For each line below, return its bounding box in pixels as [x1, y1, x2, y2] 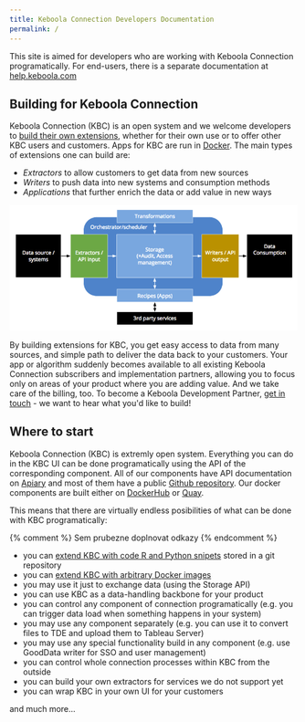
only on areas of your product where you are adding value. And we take [9, 378, 279, 389]
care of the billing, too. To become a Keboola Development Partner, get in [9, 388, 286, 399]
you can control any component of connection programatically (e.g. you [22, 598, 294, 609]
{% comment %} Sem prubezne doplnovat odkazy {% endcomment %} [9, 532, 279, 543]
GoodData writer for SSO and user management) [22, 646, 207, 657]
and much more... [9, 703, 76, 714]
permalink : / [9, 24, 59, 34]
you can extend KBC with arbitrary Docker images [22, 569, 212, 580]
